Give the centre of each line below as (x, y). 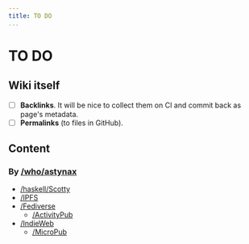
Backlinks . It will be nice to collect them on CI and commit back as (131, 105)
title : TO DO (30, 16)
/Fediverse (38, 206)
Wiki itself (34, 86)
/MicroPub (49, 232)
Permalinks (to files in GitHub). (71, 123)
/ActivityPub (52, 215)
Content (29, 149)
